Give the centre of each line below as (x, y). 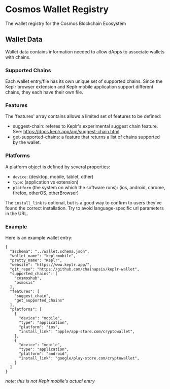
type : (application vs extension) (45, 182)
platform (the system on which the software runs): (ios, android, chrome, (89, 187)
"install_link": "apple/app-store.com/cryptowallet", (77, 332)
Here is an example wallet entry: (39, 237)
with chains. (18, 57)
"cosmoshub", (28, 278)
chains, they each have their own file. (44, 92)
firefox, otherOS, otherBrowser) (46, 193)
